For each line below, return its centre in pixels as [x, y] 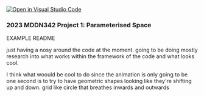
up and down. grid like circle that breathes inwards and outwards [88, 87]
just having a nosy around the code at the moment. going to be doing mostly [102, 50]
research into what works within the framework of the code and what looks [100, 56]
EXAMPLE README [31, 38]
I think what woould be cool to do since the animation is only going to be [97, 75]
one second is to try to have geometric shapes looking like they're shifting [99, 81]
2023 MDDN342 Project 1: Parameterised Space [79, 25]
